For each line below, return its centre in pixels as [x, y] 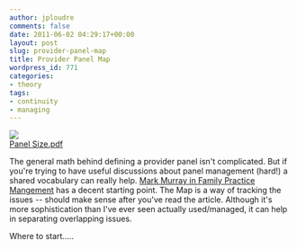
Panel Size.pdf [36, 144]
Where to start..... [42, 236]
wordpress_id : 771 [44, 68]
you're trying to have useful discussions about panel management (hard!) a [148, 171]
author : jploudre [42, 18]
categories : [31, 76]
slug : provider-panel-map [58, 51]
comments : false [40, 26]
